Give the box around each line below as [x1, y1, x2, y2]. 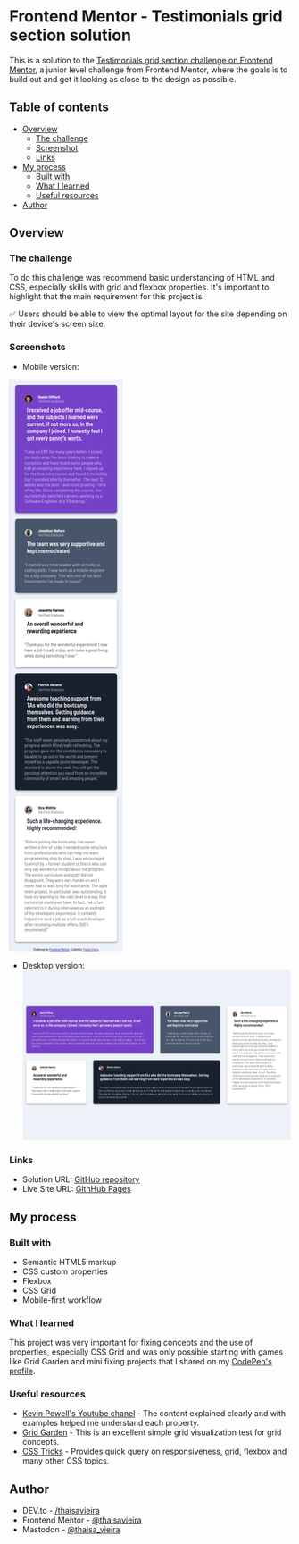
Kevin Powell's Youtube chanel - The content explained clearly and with [21, 1408, 287, 1419]
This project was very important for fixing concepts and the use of [9, 1338, 253, 1348]
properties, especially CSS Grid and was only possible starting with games [9, 1347, 284, 1357]
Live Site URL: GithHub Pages [21, 1184, 131, 1195]
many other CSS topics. [21, 1456, 110, 1466]
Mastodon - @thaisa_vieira [21, 1524, 120, 1535]
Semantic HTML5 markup [21, 1256, 117, 1267]
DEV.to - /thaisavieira [21, 1506, 100, 1516]
